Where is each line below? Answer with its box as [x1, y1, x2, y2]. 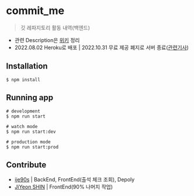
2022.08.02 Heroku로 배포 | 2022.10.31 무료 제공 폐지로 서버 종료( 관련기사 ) [14, 44, 189, 51]
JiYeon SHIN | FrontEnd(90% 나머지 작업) [14, 183, 113, 191]
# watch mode [6, 123, 38, 129]
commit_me [6, 4, 65, 18]
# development [6, 108, 41, 114]
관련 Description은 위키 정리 [14, 36, 80, 43]
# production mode [6, 139, 51, 145]
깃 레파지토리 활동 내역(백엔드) [20, 24, 91, 31]
